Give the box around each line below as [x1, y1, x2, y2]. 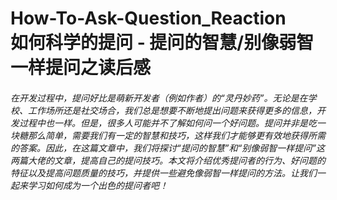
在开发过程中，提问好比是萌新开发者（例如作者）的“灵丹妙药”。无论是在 [10, 92, 308, 104]
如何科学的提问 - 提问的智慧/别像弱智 [10, 32, 315, 54]
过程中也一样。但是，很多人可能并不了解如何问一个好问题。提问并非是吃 [18, 117, 317, 129]
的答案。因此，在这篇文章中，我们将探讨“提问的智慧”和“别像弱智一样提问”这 [10, 142, 325, 154]
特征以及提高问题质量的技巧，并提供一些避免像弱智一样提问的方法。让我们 [10, 167, 317, 179]
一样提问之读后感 [10, 57, 152, 79]
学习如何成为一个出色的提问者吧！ [27, 179, 168, 191]
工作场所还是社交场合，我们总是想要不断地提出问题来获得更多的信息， [27, 104, 317, 116]
